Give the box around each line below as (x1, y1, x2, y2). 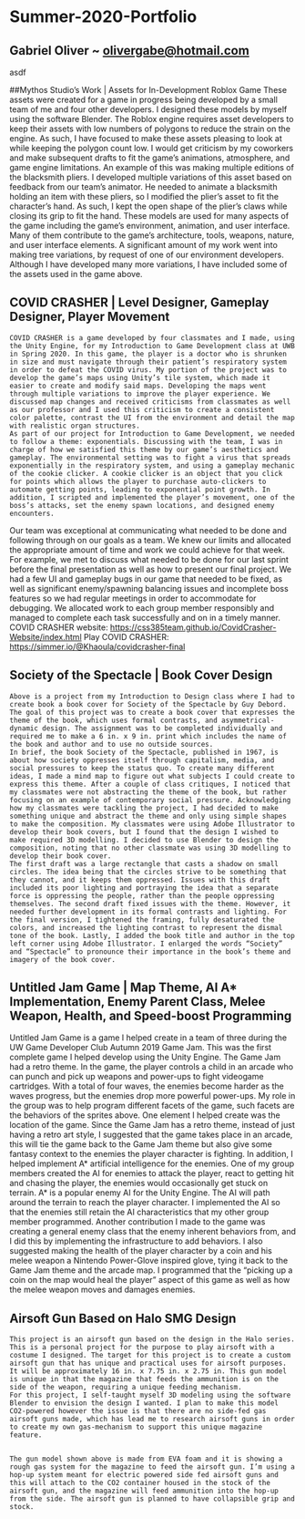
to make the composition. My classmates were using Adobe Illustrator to (9, 819, 296, 829)
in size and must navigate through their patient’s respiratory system (9, 357, 287, 367)
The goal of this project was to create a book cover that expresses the (9, 708, 296, 717)
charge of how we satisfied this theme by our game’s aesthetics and (9, 445, 280, 454)
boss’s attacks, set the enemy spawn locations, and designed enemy (9, 501, 275, 510)
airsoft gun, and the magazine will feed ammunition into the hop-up (9, 1486, 280, 1496)
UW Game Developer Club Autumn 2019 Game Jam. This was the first (9, 1042, 271, 1053)
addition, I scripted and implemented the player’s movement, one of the (9, 492, 296, 502)
